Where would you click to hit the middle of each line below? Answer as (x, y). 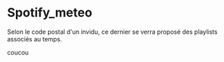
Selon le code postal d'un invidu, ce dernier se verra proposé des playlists (112, 32)
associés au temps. (34, 39)
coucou (18, 52)
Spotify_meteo (50, 13)
